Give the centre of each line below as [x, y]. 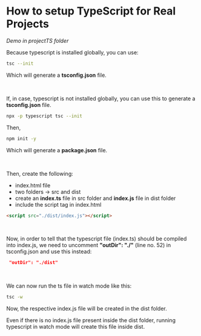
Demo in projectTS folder [38, 40]
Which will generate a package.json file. [57, 150]
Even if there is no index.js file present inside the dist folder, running [91, 320]
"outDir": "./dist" [34, 263]
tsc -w [15, 297]
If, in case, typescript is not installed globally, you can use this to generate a [101, 99]
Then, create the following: [40, 173]
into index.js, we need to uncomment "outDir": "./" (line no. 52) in [89, 245]
